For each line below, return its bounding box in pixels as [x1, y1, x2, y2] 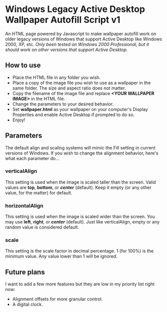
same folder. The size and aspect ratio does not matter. [12, 85, 126, 91]
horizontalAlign [5, 202, 44, 209]
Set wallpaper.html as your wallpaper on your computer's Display [12, 106, 148, 112]
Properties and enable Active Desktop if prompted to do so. [12, 111, 135, 117]
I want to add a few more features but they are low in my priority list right [5, 281, 155, 287]
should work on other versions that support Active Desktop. [5, 46, 128, 52]
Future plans [5, 267, 45, 276]
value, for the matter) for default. [5, 189, 72, 195]
